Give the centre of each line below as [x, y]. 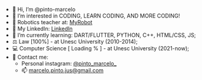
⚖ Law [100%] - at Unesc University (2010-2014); [75, 42]
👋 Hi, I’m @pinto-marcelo [44, 9]
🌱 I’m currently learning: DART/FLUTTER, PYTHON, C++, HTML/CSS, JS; [104, 35]
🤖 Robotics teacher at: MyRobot [52, 22]
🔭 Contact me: [30, 57]
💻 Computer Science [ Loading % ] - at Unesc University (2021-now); [101, 48]
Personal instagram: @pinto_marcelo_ [69, 63]
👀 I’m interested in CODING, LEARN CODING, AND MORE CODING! [96, 16]
